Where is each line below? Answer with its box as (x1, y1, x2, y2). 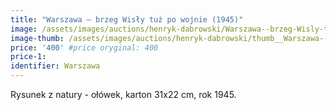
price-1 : (10, 52, 47, 62)
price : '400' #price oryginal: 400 (10, 42, 159, 53)
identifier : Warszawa (10, 61, 101, 71)
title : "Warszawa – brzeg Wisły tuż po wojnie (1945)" (10, 14, 244, 25)
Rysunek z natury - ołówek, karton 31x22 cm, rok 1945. (10, 89, 237, 100)
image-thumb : (10, 33, 65, 43)
